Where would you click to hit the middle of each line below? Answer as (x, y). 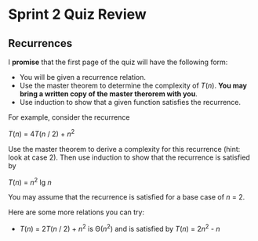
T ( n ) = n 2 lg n (30, 182)
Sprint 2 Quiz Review (77, 14)
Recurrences (40, 43)
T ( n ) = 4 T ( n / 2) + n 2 (42, 133)
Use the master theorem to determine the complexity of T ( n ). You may (133, 85)
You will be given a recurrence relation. (83, 77)
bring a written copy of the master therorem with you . (108, 94)
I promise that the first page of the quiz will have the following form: (118, 62)
